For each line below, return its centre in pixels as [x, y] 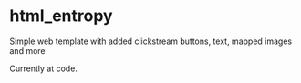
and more [27, 50]
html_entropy [61, 16]
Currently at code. [43, 68]
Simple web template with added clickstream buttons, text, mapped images [151, 41]
